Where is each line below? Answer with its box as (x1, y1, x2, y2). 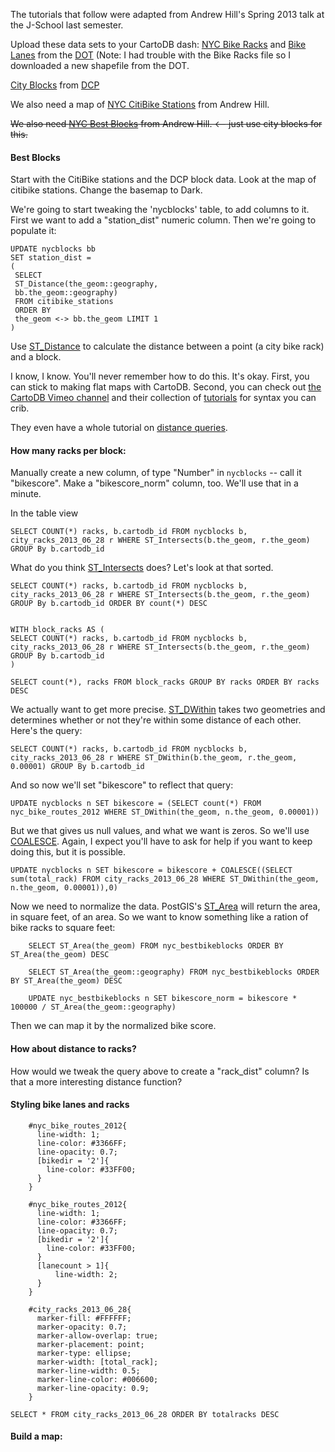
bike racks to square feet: (10, 922, 116, 934)
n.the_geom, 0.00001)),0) (10, 883, 118, 893)
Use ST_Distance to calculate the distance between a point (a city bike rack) (10, 340, 325, 353)
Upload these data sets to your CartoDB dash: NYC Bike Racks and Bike (10, 39, 307, 50)
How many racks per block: (10, 444, 127, 456)
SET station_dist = (10, 253, 92, 263)
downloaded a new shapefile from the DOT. (10, 60, 190, 71)
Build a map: (10, 1430, 63, 1443)
